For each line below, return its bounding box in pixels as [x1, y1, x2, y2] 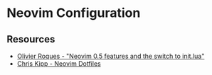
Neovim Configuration [6, 5, 141, 21]
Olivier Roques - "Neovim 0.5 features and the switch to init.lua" [16, 52, 205, 60]
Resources [6, 33, 55, 45]
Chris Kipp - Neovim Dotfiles [16, 59, 101, 68]
